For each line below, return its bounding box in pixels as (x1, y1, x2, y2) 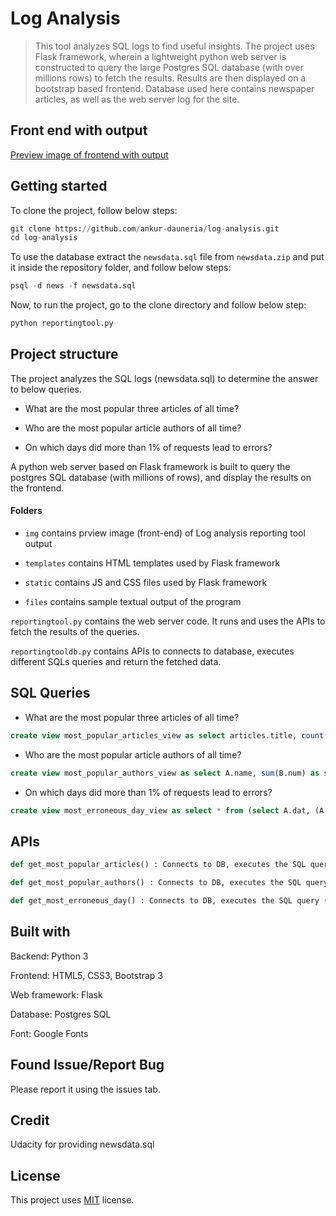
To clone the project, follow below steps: (10, 204, 178, 216)
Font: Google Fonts (10, 1027, 89, 1039)
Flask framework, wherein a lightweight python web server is (34, 50, 287, 62)
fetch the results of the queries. (10, 626, 140, 638)
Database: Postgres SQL (10, 1008, 112, 1020)
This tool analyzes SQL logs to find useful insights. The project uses (34, 40, 315, 52)
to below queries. (10, 383, 82, 395)
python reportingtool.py (10, 318, 114, 329)
